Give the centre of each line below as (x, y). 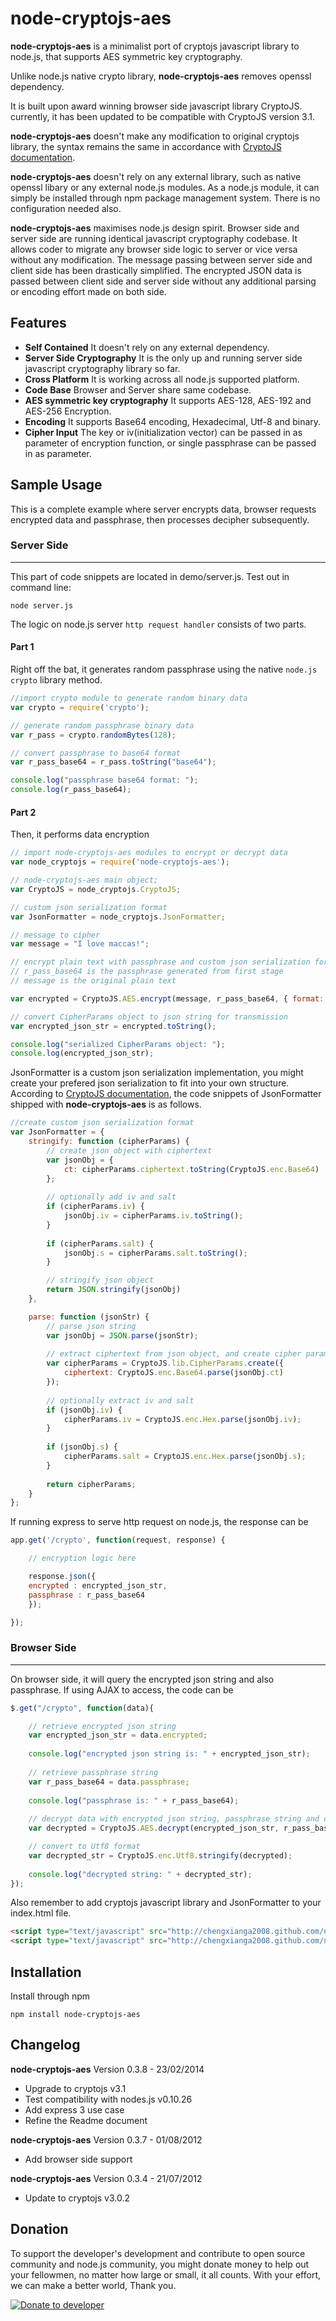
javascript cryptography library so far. (102, 368)
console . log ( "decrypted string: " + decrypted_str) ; (140, 1874)
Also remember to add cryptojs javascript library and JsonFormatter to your (166, 1903)
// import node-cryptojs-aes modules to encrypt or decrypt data (149, 853)
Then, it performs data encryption (80, 834)
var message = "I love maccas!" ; (80, 944)
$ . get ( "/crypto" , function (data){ (82, 1708)
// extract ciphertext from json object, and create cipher (174, 1354)
